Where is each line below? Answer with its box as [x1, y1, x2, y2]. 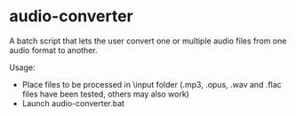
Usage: [9, 62, 36, 73]
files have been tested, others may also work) [21, 89, 189, 99]
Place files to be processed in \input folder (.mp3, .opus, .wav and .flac [21, 79, 282, 89]
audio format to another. [9, 44, 98, 55]
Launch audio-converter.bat [21, 97, 125, 108]
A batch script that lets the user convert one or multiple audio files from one [9, 35, 287, 46]
